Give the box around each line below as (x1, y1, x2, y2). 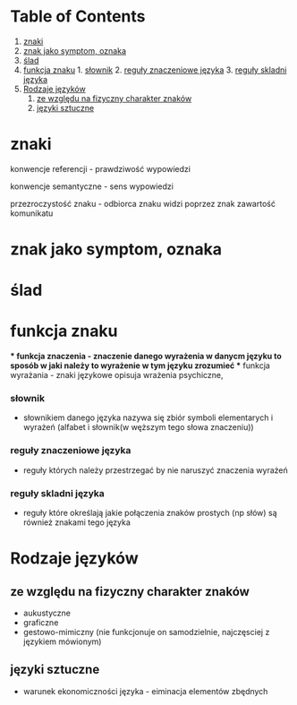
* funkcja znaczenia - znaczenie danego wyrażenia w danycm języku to (10, 351, 283, 362)
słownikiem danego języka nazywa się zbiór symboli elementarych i (22, 412, 274, 423)
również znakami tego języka (22, 517, 131, 528)
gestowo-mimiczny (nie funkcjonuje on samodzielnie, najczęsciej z (22, 627, 270, 638)
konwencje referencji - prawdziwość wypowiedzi (10, 163, 191, 174)
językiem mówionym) (22, 636, 102, 647)
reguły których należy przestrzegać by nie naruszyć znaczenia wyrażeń (22, 464, 289, 476)
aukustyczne (22, 607, 71, 619)
